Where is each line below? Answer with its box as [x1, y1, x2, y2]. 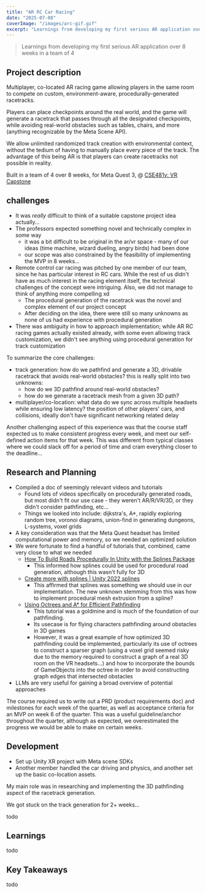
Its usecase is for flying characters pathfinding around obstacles [33, 620, 197, 627]
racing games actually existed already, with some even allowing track [15, 329, 191, 336]
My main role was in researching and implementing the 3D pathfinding [6, 783, 184, 790]
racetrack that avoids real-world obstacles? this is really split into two [15, 372, 191, 380]
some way [15, 231, 42, 239]
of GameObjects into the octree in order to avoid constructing [33, 666, 189, 673]
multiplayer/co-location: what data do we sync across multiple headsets [15, 398, 197, 405]
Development [6, 742, 59, 752]
